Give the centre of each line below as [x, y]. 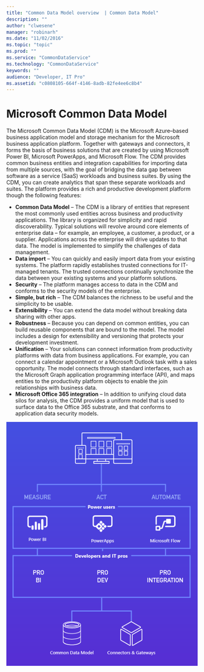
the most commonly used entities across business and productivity [99, 214]
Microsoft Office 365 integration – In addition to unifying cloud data [100, 394]
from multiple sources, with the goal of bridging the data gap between [94, 169]
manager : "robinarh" [32, 32]
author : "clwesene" [31, 25]
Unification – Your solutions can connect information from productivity [104, 349]
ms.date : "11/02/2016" [35, 39]
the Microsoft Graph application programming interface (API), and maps [105, 375]
